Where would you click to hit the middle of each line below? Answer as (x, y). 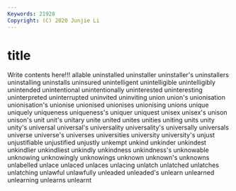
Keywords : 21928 (31, 14)
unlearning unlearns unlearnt (50, 180)
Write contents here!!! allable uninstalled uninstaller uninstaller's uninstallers (118, 75)
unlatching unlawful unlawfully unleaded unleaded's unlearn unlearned (111, 173)
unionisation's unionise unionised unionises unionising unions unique (108, 105)
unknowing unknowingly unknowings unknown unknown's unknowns (108, 158)
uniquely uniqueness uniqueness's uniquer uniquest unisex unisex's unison (118, 112)
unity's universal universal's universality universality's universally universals (118, 127)
